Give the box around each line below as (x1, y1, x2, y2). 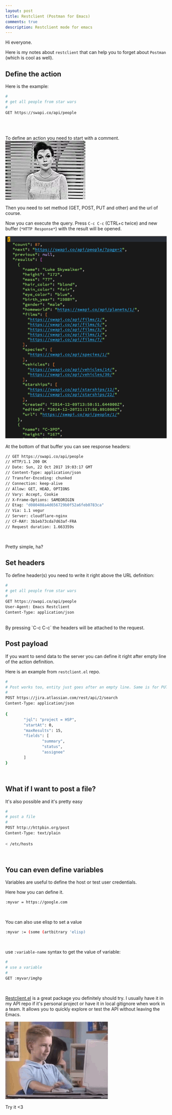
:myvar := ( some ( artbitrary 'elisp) (5, 929, 86, 935)
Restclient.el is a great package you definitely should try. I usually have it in (5, 995, 164, 1001)
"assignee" (41, 750, 66, 755)
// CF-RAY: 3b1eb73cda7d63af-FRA (5, 519, 77, 524)
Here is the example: (5, 83, 49, 89)
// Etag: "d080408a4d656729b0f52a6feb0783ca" (5, 503, 104, 508)
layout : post (5, 8, 33, 13)
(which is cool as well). (5, 54, 54, 61)
